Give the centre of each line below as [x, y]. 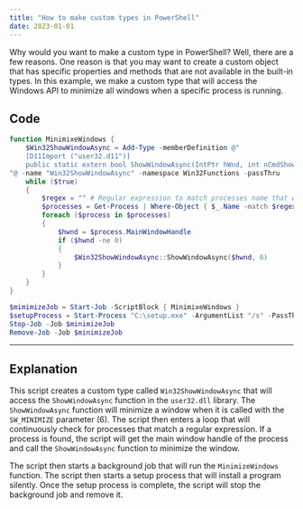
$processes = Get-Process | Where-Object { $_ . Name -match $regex [169, 207]
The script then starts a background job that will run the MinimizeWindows [144, 466]
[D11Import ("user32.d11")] [78, 156]
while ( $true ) [52, 182]
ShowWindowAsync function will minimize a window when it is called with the [147, 410]
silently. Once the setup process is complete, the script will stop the [135, 485]
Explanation [44, 368]
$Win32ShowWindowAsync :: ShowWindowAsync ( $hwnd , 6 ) [171, 257]
